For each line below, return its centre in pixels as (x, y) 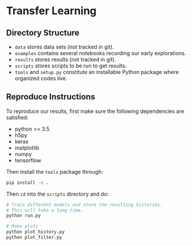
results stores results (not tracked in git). (65, 59)
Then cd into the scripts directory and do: (57, 194)
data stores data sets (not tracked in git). (64, 47)
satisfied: (17, 117)
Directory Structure (43, 33)
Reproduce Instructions (51, 97)
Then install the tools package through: (55, 171)
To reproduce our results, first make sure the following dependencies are (95, 111)
